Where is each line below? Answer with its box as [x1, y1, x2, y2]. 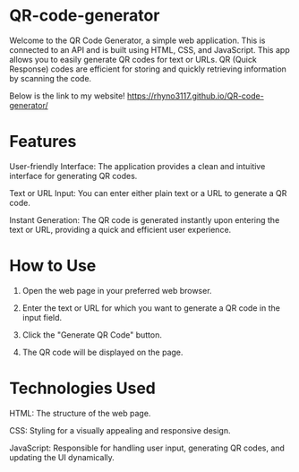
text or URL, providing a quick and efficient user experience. [9, 224, 232, 235]
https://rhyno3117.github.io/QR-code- [126, 90, 264, 101]
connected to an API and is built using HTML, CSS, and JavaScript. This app [9, 44, 290, 55]
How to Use [9, 256, 97, 276]
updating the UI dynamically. [9, 451, 115, 462]
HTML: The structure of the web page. [9, 408, 151, 418]
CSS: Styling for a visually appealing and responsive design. [9, 425, 231, 435]
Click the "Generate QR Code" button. [21, 329, 163, 340]
